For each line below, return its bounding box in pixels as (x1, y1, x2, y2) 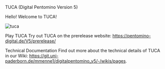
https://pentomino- (112, 33, 151, 38)
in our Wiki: (5, 53, 28, 59)
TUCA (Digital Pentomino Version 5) (5, 4, 78, 10)
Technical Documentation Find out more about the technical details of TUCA (5, 48, 161, 53)
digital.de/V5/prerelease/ (5, 38, 56, 44)
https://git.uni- (29, 53, 59, 59)
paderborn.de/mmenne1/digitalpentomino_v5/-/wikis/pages (5, 58, 126, 64)
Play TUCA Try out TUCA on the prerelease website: (5, 33, 112, 38)
